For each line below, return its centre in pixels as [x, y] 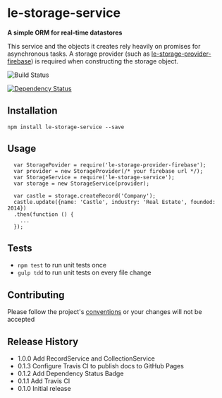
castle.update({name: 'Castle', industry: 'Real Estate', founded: [115, 202]
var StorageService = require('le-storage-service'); [94, 177]
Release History [43, 341]
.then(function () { [44, 214]
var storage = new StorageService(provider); [82, 183]
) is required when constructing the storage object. [104, 61]
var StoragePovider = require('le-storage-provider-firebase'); [110, 165]
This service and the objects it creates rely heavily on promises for [104, 46]
